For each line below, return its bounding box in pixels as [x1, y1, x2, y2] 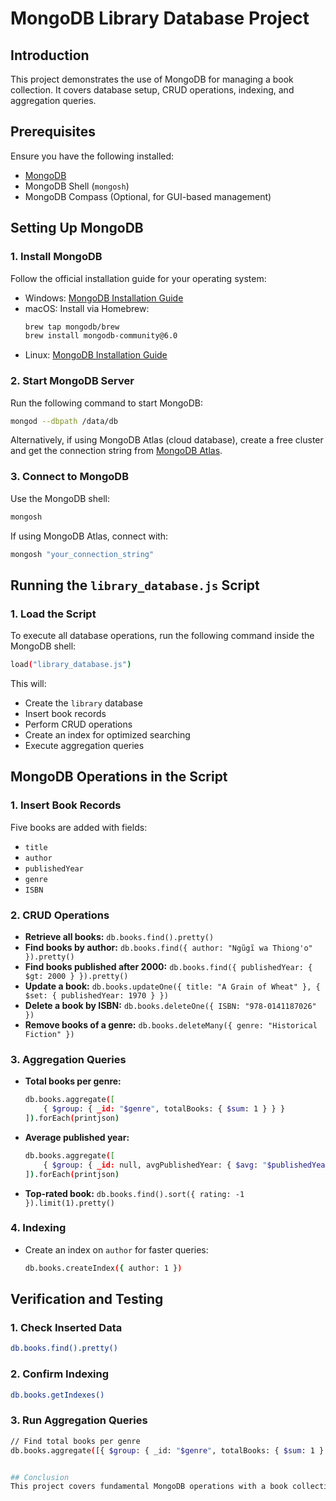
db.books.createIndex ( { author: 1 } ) [24, 1263, 183, 1273]
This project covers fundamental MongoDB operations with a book [10, 1482, 288, 1492]
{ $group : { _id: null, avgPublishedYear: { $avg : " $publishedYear [43, 1160, 330, 1170]
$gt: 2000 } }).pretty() [24, 972, 129, 982]
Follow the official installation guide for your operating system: [10, 272, 267, 284]
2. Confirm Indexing [10, 1367, 110, 1381]
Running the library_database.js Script [10, 577, 260, 594]
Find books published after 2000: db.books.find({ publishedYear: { [24, 961, 313, 973]
